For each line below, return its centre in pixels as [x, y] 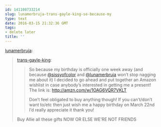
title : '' [15, 37]
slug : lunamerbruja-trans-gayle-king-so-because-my [58, 14]
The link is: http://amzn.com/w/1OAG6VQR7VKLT [78, 90]
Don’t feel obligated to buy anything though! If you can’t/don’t [90, 99]
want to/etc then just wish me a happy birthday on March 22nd [92, 105]
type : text [16, 18]
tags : [10, 28]
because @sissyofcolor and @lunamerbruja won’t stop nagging [92, 74]
